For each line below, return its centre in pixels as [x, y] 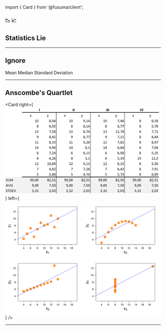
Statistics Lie [25, 38]
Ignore [15, 61]
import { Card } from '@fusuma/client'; [44, 7]
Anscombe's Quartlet [39, 93]
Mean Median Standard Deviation [39, 72]
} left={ [12, 198]
